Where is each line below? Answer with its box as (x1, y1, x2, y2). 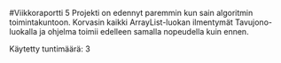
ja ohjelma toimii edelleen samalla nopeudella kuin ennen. (39, 27, 250, 36)
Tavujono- (234, 17, 273, 28)
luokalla (9, 27, 38, 36)
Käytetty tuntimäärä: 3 (9, 43, 90, 54)
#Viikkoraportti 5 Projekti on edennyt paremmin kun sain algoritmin (9, 8, 254, 18)
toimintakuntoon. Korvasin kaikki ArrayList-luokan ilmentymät (9, 17, 233, 28)
